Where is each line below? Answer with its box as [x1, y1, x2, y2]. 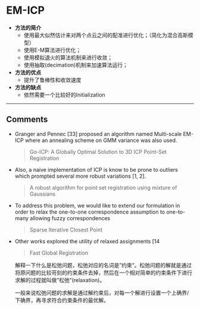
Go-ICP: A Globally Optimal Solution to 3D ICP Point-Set [29, 148, 167, 155]
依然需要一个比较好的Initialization [23, 91, 105, 98]
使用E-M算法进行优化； [23, 46, 82, 54]
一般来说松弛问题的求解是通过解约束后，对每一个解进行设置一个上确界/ [14, 289, 189, 296]
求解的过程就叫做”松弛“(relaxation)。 [14, 276, 105, 283]
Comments [6, 115, 48, 125]
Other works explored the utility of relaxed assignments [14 [14, 237, 160, 245]
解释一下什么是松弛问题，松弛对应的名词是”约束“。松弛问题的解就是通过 [14, 261, 192, 268]
